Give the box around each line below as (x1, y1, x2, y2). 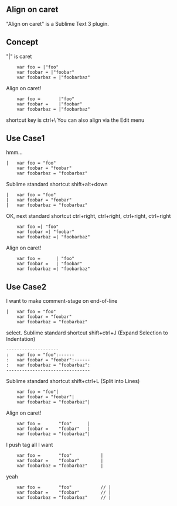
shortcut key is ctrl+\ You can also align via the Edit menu (6, 117, 145, 124)
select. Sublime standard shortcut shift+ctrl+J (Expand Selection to (6, 329, 168, 336)
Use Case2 (6, 282, 47, 292)
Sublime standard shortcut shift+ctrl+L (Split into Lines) (6, 378, 140, 385)
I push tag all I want (6, 442, 53, 449)
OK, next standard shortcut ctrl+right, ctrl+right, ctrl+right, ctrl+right (6, 213, 171, 220)
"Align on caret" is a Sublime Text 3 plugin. (6, 20, 110, 27)
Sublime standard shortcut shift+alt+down (6, 181, 108, 188)
